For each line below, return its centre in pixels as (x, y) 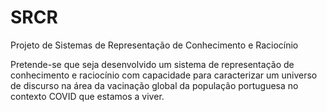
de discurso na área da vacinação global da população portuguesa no (154, 85)
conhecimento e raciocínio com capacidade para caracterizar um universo (164, 75)
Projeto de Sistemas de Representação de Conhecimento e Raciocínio (154, 45)
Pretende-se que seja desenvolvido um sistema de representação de (152, 64)
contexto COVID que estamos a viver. (87, 96)
